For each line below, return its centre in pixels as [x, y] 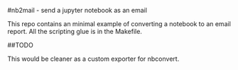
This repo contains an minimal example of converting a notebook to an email [119, 24]
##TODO [20, 45]
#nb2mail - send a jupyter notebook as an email [77, 10]
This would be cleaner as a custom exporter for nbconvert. [93, 59]
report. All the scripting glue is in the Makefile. [75, 31]
